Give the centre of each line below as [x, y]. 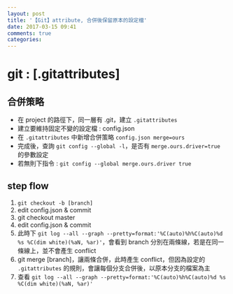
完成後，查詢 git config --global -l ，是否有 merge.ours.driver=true [119, 146]
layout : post [26, 14]
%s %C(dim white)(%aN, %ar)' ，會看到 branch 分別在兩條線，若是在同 [118, 242]
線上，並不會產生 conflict [60, 250]
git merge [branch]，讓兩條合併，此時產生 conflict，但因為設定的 [111, 259]
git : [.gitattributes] [64, 74]
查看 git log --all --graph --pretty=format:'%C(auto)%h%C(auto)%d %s [121, 277]
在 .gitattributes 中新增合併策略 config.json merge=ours [101, 138]
